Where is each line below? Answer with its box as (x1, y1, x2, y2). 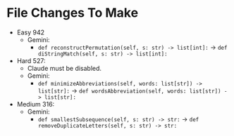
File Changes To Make (6, 5, 139, 21)
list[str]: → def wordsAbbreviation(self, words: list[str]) (37, 86, 221, 95)
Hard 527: (16, 56, 46, 64)
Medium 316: (16, 100, 55, 108)
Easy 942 (16, 28, 45, 36)
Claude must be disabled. (27, 64, 102, 72)
